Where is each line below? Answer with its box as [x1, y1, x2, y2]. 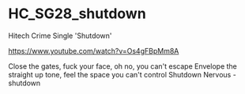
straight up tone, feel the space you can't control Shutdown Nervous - [8, 70, 237, 79]
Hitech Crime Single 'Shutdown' [8, 31, 112, 40]
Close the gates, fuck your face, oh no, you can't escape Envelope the [8, 61, 237, 71]
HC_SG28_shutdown [8, 5, 146, 23]
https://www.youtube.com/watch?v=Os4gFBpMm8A [8, 46, 179, 55]
